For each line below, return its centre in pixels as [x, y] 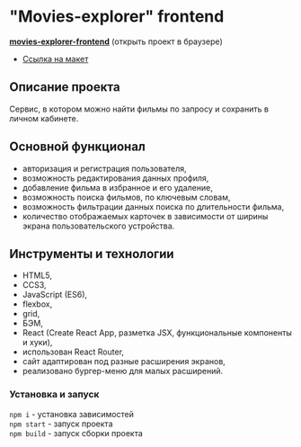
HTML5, [37, 275]
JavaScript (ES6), [55, 295]
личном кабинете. [44, 118]
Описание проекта [65, 87]
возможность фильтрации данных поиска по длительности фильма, [153, 206]
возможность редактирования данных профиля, [115, 178]
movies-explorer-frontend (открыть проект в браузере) [116, 41]
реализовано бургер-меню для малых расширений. [123, 371]
